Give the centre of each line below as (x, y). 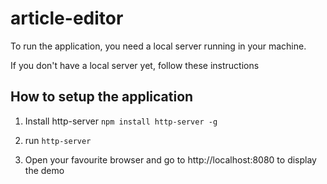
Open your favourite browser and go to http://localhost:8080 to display (170, 159)
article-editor (67, 18)
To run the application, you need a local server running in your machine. (158, 46)
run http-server (58, 140)
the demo (44, 170)
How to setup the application (102, 97)
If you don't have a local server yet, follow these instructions (135, 65)
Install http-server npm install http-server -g (121, 121)
